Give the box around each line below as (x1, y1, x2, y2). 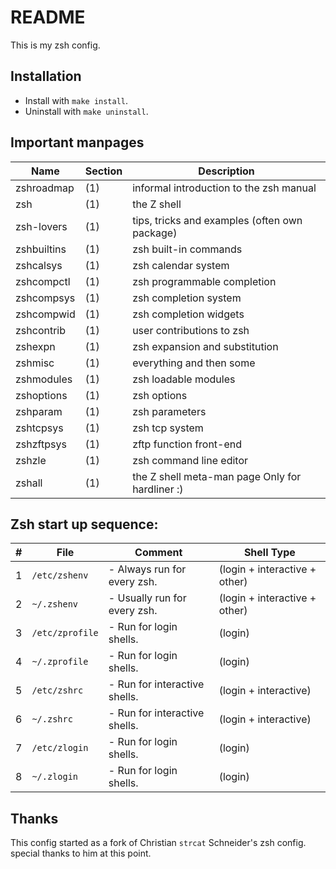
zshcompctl (15, 274, 71, 288)
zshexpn (15, 339, 56, 353)
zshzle (15, 453, 47, 467)
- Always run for (108, 562, 187, 576)
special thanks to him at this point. (10, 847, 152, 860)
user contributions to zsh (132, 323, 250, 337)
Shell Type (243, 546, 296, 560)
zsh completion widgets (132, 307, 245, 321)
